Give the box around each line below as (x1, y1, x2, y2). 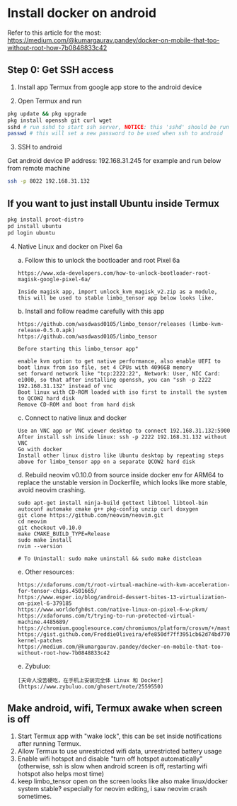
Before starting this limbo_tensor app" (17, 345, 139, 352)
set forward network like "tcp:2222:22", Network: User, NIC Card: (17, 370, 221, 377)
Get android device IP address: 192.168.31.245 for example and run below (7, 157, 221, 165)
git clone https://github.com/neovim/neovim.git (17, 511, 164, 518)
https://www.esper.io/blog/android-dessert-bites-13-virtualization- (17, 594, 228, 601)
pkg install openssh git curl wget (7, 117, 112, 124)
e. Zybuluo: (17, 662, 51, 670)
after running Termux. (17, 739, 81, 748)
